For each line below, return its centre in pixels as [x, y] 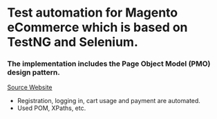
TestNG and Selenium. [73, 42]
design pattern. [34, 73]
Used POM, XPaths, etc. [51, 108]
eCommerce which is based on [97, 27]
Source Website [30, 87]
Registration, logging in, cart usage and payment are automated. [108, 101]
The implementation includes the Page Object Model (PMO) [109, 64]
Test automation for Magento [93, 13]
